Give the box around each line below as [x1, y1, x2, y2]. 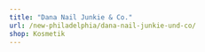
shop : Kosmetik [9, 29, 66, 38]
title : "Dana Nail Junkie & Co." [9, 12, 133, 22]
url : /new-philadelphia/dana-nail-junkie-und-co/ [9, 21, 197, 30]
